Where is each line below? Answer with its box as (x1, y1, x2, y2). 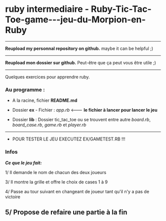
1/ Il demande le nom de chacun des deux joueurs (5, 169, 107, 175)
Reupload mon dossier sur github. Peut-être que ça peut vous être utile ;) (5, 59, 157, 65)
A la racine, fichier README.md (12, 97, 78, 103)
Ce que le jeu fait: (5, 160, 42, 166)
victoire (5, 194, 21, 200)
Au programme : (5, 86, 45, 93)
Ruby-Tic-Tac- (90, 3, 152, 15)
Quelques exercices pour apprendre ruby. (5, 74, 90, 80)
